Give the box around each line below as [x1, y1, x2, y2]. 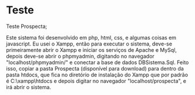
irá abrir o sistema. [6, 83, 52, 90]
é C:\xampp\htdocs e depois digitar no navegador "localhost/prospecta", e [6, 77, 187, 85]
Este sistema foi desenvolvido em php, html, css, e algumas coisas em [6, 34, 177, 41]
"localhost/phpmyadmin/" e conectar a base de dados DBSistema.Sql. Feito [6, 59, 189, 66]
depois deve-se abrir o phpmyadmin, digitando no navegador [6, 52, 154, 59]
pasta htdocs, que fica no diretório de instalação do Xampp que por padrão [6, 71, 189, 78]
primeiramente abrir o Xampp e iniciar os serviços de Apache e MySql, [6, 46, 177, 53]
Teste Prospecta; [6, 23, 48, 30]
